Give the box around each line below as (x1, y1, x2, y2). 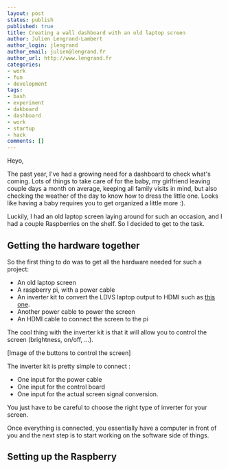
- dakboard (7, 106, 38, 113)
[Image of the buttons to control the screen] (7, 348, 131, 357)
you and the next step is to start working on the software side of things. (7, 431, 209, 439)
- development (7, 80, 48, 87)
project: (7, 265, 30, 273)
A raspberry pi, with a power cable (16, 286, 115, 294)
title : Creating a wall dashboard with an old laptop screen (7, 29, 186, 36)
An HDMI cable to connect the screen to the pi (16, 314, 149, 323)
